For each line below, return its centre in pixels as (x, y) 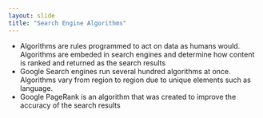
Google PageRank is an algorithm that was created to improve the (128, 96)
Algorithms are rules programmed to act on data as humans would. (130, 45)
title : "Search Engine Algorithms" (68, 23)
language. (36, 88)
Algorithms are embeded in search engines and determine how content (137, 54)
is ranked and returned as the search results (93, 63)
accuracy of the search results (70, 105)
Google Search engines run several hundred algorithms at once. (125, 71)
